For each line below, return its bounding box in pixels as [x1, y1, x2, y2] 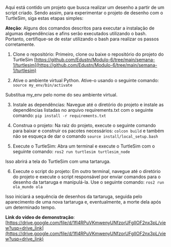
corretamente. [5, 41, 35, 47]
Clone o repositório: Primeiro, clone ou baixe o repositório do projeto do [12, 51, 164, 57]
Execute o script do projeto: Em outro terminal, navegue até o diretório [12, 168, 161, 174]
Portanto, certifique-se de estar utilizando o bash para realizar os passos [5, 36, 159, 42]
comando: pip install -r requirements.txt [12, 112, 106, 118]
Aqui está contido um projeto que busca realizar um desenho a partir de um [5, 5, 164, 10]
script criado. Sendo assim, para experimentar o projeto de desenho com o [5, 10, 163, 16]
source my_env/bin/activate [12, 83, 72, 88]
